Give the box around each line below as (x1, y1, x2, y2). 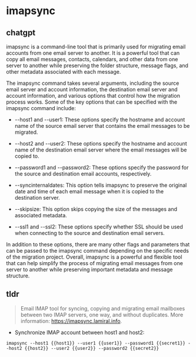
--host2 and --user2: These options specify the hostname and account (14, 140, 187, 147)
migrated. (14, 128, 38, 135)
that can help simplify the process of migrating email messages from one (6, 260, 184, 266)
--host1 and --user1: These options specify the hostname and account (14, 116, 185, 123)
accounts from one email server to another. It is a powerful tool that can (6, 49, 180, 57)
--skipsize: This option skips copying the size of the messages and (14, 206, 178, 213)
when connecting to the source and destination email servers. (14, 230, 165, 236)
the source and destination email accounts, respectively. (14, 170, 152, 177)
